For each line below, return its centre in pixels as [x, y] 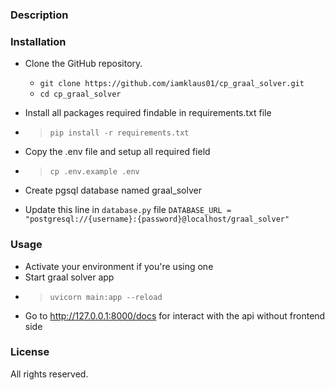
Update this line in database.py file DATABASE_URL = [128, 210]
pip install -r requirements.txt [119, 133]
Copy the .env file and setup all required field [117, 152]
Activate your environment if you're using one [119, 266]
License [30, 352]
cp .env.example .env [94, 172]
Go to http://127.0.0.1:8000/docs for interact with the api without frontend [175, 315]
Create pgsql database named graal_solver [113, 190]
